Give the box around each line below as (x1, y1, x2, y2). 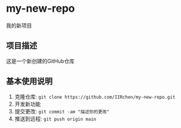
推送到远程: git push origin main (14, 115, 96, 122)
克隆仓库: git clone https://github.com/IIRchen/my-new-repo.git (14, 93, 176, 100)
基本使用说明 (6, 76, 53, 86)
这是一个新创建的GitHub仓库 (6, 58, 75, 65)
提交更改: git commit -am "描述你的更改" (14, 107, 110, 114)
